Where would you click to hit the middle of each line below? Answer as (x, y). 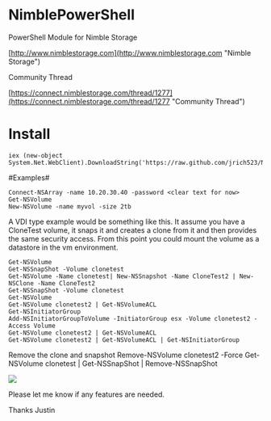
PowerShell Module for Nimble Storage (73, 37)
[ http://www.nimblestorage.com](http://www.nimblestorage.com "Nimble (130, 53)
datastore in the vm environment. (63, 247)
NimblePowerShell (72, 15)
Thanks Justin (32, 410)
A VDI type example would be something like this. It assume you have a (127, 221)
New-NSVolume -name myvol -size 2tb (70, 206)
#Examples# (29, 177)
